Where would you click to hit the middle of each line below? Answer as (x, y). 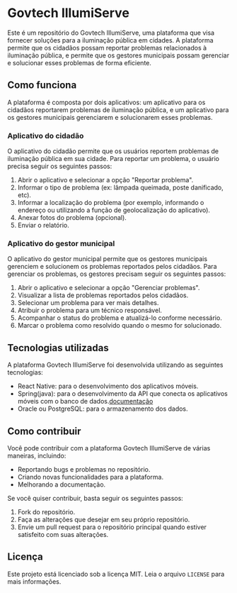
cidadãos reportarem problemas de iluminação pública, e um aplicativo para (118, 110)
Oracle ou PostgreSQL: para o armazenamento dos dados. (103, 409)
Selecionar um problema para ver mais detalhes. (88, 303)
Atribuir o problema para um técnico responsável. (90, 311)
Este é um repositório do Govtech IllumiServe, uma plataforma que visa (111, 33)
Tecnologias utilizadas (58, 348)
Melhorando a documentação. (62, 484)
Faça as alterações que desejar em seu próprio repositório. (104, 519)
